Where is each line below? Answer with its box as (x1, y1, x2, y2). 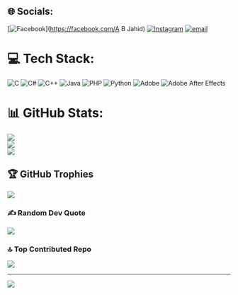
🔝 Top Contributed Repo (7, 244, 92, 254)
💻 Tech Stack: (7, 51, 95, 66)
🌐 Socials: (7, 6, 54, 18)
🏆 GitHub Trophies (7, 168, 94, 180)
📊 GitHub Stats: (7, 105, 104, 121)
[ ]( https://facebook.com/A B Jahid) (7, 24, 146, 33)
